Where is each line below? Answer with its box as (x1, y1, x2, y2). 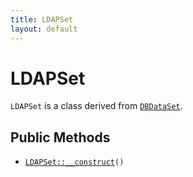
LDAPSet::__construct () (24, 157, 125, 168)
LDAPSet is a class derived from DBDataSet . (10, 100, 183, 112)
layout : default (10, 24, 78, 34)
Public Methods (10, 129, 111, 146)
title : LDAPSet (10, 14, 74, 25)
